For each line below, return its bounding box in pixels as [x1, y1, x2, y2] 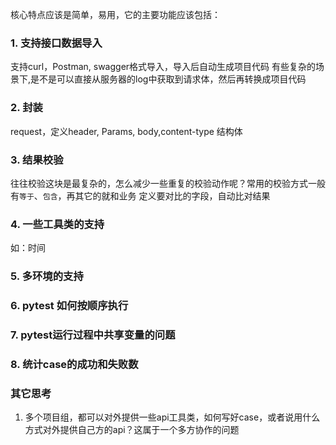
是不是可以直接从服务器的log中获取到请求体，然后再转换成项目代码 [30, 73, 307, 85]
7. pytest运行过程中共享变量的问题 [10, 328, 176, 342]
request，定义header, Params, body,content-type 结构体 [10, 125, 243, 137]
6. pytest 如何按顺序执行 [10, 299, 129, 313]
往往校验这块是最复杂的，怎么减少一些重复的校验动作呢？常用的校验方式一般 [10, 177, 326, 189]
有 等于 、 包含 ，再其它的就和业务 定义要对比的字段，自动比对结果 [10, 189, 271, 202]
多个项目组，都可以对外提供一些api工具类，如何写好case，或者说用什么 [24, 411, 321, 423]
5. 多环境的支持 [10, 269, 84, 283]
